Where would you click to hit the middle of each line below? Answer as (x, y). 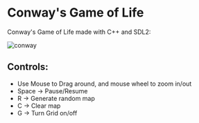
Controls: (28, 67)
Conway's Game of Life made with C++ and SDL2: (79, 32)
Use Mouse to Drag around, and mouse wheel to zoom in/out (104, 84)
